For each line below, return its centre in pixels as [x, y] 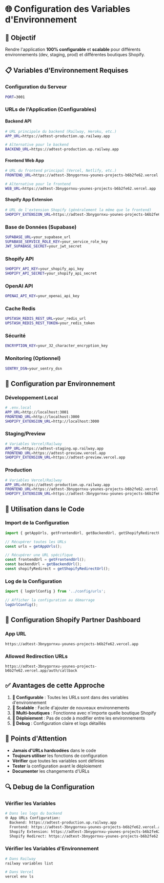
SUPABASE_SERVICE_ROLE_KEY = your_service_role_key [57, 242]
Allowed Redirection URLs [36, 656]
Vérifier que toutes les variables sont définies [58, 760]
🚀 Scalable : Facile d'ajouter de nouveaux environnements [71, 708]
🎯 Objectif [20, 38]
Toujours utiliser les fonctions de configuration [60, 756]
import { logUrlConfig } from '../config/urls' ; [55, 592]
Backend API [18, 121]
